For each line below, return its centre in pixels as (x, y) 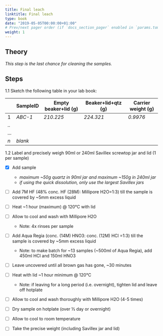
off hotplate (31, 290)
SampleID (28, 106)
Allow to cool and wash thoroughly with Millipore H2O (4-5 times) (77, 299)
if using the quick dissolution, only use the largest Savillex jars (81, 182)
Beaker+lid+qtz (104, 103)
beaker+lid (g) (61, 109)
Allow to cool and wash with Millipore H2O (54, 216)
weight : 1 (15, 32)
